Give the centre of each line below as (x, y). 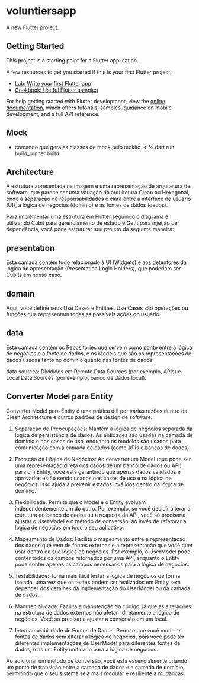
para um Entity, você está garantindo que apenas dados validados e (97, 471)
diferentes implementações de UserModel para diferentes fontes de (97, 643)
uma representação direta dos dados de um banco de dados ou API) (98, 465)
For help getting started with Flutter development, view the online (86, 101)
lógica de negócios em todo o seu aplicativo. (69, 527)
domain (20, 293)
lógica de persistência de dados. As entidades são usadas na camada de (104, 435)
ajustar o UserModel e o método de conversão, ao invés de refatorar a (100, 521)
